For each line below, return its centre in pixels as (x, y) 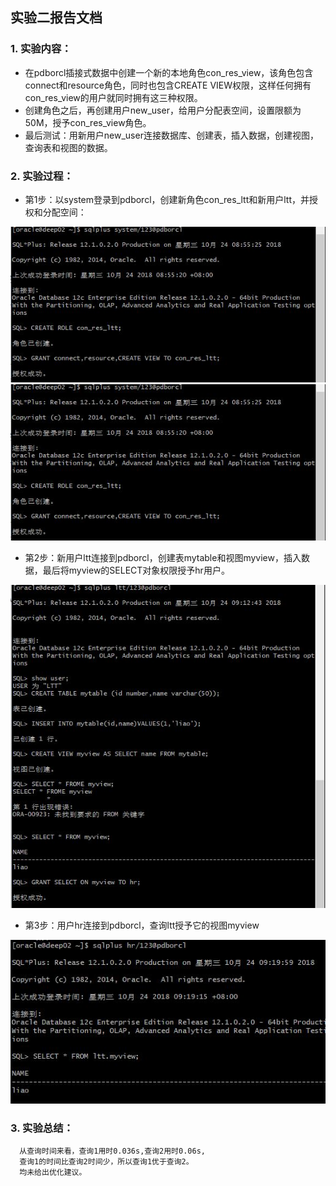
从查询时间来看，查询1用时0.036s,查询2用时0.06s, (112, 1151)
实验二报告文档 (56, 18)
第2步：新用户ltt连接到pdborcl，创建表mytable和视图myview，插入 (163, 557)
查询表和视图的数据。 (68, 147)
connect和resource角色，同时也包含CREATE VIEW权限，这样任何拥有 (168, 85)
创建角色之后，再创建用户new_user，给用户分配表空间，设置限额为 (163, 110)
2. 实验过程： (42, 176)
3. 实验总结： (42, 1128)
